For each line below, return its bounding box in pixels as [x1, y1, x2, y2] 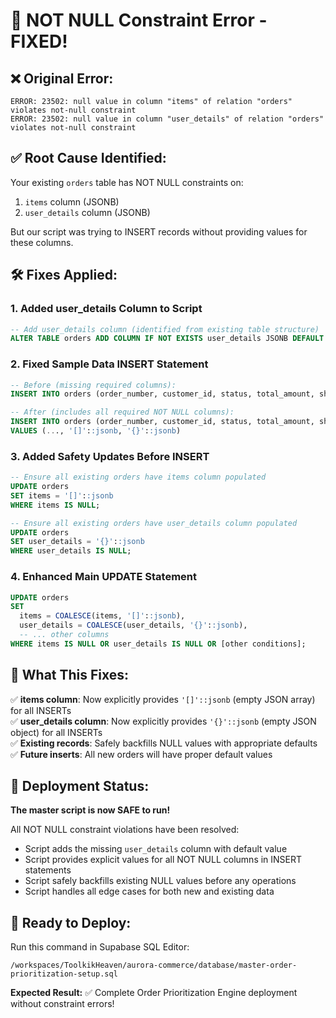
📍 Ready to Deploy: [10, 914, 132, 931]
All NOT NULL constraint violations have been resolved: [10, 824, 240, 836]
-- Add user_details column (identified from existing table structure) [10, 324, 320, 334]
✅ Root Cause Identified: [10, 150, 167, 167]
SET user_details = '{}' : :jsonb [10, 537, 145, 547]
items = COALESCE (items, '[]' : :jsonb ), [19, 611, 186, 621]
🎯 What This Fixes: [10, 667, 130, 684]
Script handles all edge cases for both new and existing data [24, 885, 275, 898]
